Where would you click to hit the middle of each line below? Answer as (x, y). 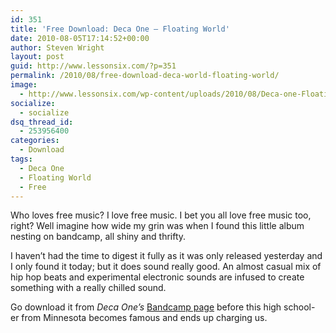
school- (299, 307)
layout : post (37, 57)
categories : (35, 141)
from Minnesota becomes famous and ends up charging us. (144, 318)
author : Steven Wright (57, 47)
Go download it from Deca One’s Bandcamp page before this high (146, 307)
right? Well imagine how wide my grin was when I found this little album (157, 226)
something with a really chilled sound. (88, 288)
